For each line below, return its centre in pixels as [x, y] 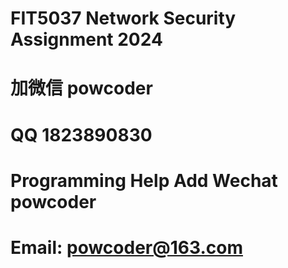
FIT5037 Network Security [123, 18]
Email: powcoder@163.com [126, 247]
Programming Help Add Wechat [144, 180]
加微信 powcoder [81, 88]
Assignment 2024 [86, 39]
